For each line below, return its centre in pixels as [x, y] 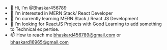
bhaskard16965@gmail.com [39, 42]
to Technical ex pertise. [35, 29]
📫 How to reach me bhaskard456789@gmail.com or [65, 35]
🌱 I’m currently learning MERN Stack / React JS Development [74, 18]
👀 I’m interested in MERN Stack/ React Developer [61, 13]
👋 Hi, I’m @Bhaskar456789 [38, 8]
